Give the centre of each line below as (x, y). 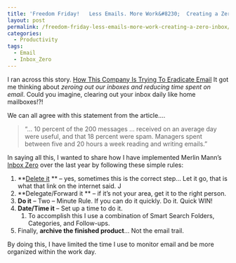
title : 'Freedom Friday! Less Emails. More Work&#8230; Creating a (113, 14)
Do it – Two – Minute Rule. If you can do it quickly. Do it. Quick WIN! (115, 201)
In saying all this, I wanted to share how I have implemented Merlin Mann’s (114, 157)
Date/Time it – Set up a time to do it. (70, 208)
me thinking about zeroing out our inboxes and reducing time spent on (109, 87)
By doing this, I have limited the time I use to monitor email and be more (111, 244)
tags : (15, 46)
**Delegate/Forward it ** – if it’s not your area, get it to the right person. (122, 193)
